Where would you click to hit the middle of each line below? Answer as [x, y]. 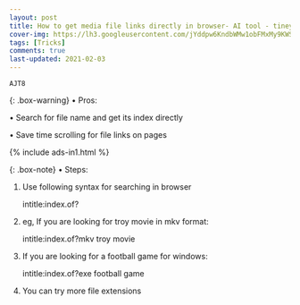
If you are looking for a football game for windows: [115, 256]
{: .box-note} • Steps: [49, 169]
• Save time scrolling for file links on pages [88, 135]
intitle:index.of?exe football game [83, 273]
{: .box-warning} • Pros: [54, 100]
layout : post [33, 17]
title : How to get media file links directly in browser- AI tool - [139, 26]
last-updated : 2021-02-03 [57, 59]
